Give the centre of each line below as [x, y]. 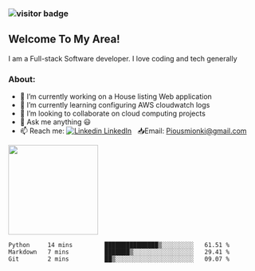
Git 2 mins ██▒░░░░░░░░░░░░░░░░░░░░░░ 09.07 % [119, 259]
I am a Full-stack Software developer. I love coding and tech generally [123, 58]
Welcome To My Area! [65, 39]
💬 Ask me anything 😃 [55, 122]
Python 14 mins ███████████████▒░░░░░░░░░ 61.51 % [119, 245]
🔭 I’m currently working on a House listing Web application [116, 96]
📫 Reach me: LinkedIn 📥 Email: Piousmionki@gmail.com [133, 131]
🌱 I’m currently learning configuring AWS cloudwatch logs [115, 105]
